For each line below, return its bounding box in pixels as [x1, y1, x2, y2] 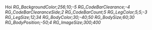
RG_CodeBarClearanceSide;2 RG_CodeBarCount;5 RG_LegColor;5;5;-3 [5, 9, 148, 15]
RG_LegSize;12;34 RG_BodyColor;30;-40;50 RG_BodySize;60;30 [5, 15, 135, 20]
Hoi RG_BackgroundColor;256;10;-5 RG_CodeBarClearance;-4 [5, 4, 130, 10]
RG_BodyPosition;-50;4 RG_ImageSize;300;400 [5, 19, 101, 25]
